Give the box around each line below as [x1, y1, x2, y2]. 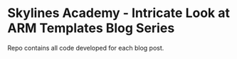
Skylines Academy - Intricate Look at [7, 5, 230, 21]
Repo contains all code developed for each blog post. [7, 43, 164, 52]
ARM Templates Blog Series [7, 20, 175, 36]
